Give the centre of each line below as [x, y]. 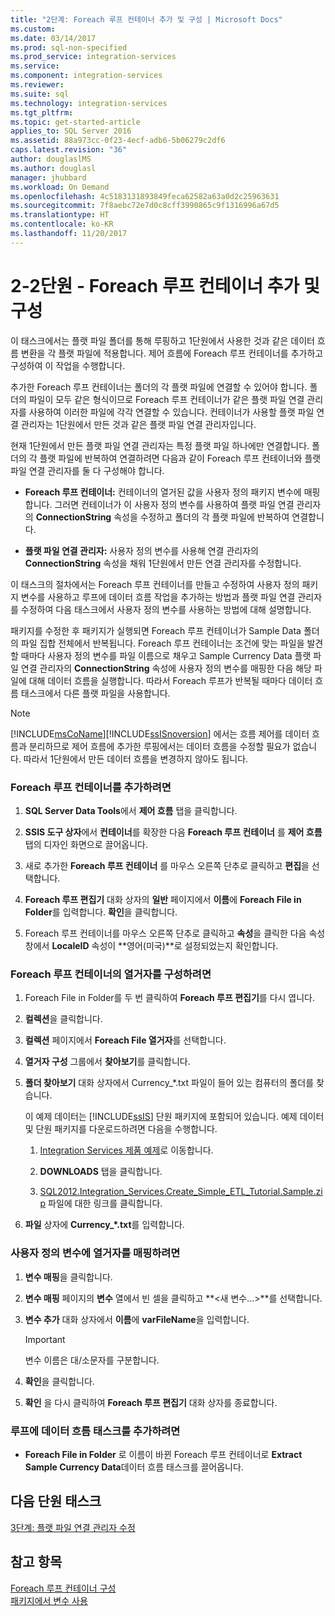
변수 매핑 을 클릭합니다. [68, 1277]
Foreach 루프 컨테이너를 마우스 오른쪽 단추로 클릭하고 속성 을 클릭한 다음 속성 [175, 933]
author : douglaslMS [51, 159]
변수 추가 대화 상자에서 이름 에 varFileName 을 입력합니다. [137, 1319]
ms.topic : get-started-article [75, 122]
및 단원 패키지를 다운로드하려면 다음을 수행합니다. [121, 1129]
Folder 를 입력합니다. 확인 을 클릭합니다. [101, 912]
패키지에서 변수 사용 [49, 1600]
